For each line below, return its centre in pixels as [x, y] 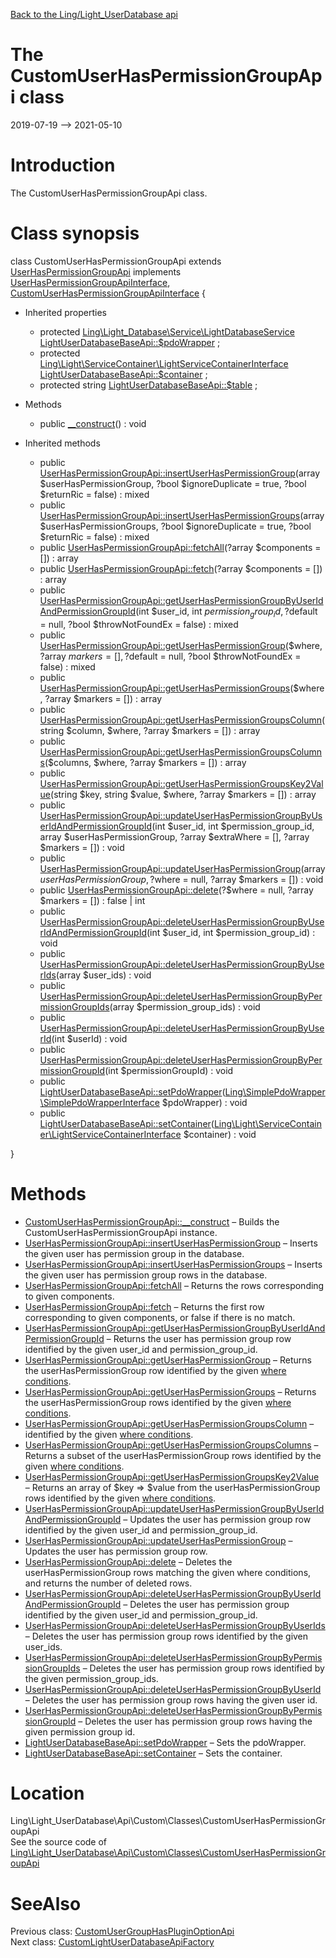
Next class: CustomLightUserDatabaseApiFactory [112, 1942]
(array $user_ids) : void [103, 975]
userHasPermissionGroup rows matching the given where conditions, [168, 1572]
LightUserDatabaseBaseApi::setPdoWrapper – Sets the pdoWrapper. [165, 1742]
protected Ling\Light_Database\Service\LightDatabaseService [167, 331]
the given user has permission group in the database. [134, 1253]
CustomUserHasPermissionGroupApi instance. [121, 1232]
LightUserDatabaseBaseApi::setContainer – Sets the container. [153, 1753]
